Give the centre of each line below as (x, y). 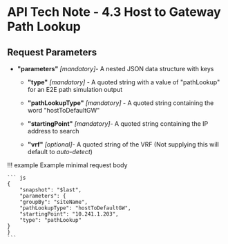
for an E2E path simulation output (75, 90)
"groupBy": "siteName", (54, 202)
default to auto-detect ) (60, 152)
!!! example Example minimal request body (67, 165)
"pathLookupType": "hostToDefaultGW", (75, 208)
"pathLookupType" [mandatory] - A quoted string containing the (121, 103)
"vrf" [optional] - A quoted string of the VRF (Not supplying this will (123, 144)
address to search (53, 131)
